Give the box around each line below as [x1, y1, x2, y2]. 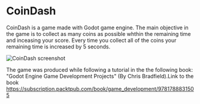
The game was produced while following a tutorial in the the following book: [6, 66, 193, 73]
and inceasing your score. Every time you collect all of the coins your [6, 36, 177, 44]
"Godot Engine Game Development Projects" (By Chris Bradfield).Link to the [6, 72, 194, 79]
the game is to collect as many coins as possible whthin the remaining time [6, 30, 191, 37]
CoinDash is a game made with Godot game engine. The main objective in [6, 24, 189, 31]
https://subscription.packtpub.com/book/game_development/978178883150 [6, 85, 195, 92]
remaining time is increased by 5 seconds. [6, 43, 111, 50]
